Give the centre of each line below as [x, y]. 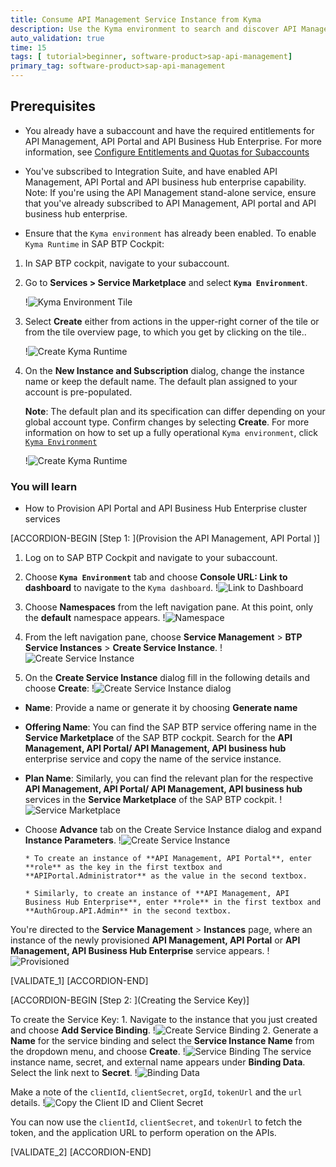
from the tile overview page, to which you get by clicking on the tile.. [165, 332]
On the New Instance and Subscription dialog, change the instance [164, 370]
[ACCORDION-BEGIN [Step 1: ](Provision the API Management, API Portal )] [165, 538]
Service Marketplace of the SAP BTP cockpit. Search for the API [158, 738]
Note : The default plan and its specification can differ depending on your [175, 411]
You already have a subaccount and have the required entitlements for [169, 130]
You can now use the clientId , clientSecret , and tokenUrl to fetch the [156, 1122]
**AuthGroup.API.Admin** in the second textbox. [128, 911]
